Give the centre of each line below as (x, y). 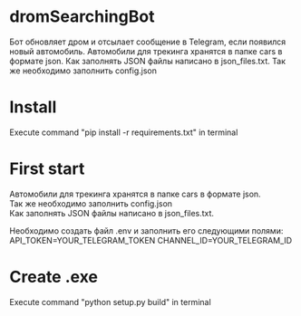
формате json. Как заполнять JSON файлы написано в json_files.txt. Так (148, 61)
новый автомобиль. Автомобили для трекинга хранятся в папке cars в (146, 51)
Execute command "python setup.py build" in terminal (110, 302)
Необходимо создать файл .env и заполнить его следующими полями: (146, 230)
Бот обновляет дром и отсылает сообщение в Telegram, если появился (148, 42)
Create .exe (53, 277)
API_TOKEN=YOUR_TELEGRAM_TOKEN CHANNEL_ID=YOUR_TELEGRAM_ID (151, 240)
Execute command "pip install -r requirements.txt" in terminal (124, 132)
